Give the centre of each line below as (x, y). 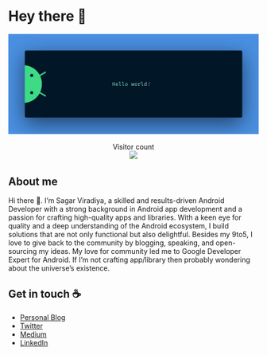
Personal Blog (43, 317)
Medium (33, 334)
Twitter (31, 326)
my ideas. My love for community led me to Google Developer (140, 252)
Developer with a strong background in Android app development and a (125, 209)
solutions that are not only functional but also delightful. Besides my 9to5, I (130, 235)
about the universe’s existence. (59, 268)
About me (33, 181)
